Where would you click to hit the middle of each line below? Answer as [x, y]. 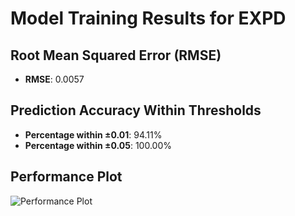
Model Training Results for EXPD [148, 18]
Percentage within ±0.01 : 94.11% [93, 134]
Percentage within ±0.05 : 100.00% [98, 145]
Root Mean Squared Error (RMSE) [116, 55]
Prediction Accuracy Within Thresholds [136, 110]
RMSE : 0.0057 [54, 79]
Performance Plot [66, 177]
